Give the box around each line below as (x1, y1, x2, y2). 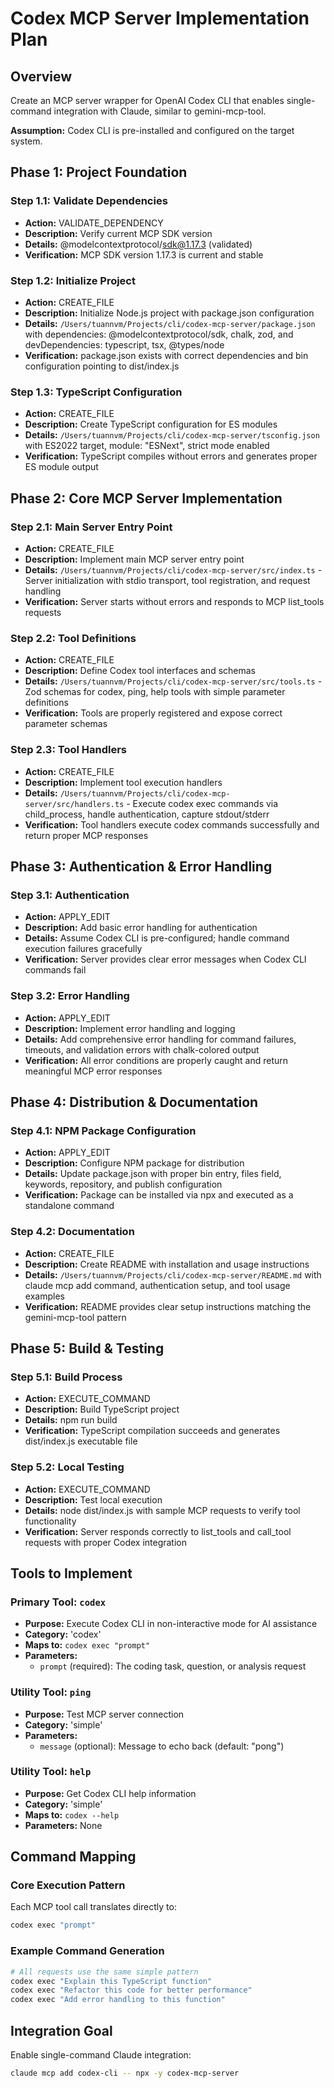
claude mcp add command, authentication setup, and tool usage (24, 1279, 291, 1291)
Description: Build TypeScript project (24, 1403, 180, 1416)
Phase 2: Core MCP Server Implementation (10, 490, 283, 507)
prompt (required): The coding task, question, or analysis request (39, 1660, 307, 1672)
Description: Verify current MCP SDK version (24, 227, 213, 239)
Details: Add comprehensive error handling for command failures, (24, 1033, 297, 1045)
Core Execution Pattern (10, 1878, 126, 1892)
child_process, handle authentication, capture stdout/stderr (24, 808, 270, 820)
